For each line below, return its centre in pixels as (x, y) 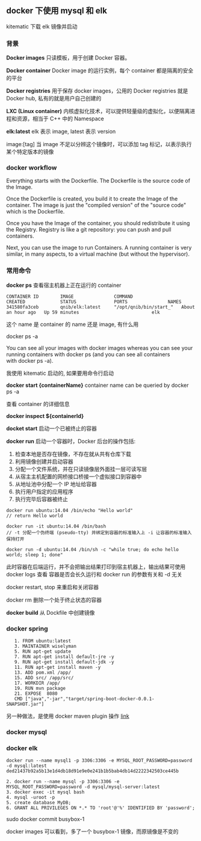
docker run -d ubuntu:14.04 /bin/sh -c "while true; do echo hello (93, 549)
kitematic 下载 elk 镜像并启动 (42, 26)
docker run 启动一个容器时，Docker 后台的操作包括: (71, 441)
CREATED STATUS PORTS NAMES (94, 302)
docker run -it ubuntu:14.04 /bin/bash (56, 526)
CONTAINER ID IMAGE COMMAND (70, 297)
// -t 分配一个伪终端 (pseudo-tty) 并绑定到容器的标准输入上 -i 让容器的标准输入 (99, 532)
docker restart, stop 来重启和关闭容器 (53, 587)
